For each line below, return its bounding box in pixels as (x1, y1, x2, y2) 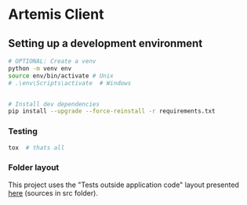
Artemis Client (8, 5, 104, 23)
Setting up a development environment (8, 37, 203, 50)
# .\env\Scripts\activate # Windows (8, 79, 132, 87)
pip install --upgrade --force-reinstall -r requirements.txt (8, 107, 216, 115)
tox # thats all (8, 143, 65, 152)
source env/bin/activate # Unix (8, 72, 114, 80)
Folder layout (8, 162, 60, 173)
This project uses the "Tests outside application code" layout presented (8, 180, 239, 189)
